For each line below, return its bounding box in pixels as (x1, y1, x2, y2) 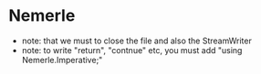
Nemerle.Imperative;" (21, 54, 103, 65)
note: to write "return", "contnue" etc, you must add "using (21, 44, 243, 55)
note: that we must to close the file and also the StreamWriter (21, 35, 252, 46)
